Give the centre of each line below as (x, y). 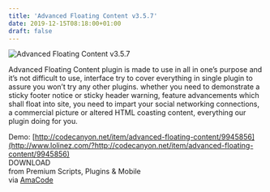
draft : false (30, 31)
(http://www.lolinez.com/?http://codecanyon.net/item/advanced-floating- (131, 146)
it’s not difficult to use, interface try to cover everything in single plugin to (131, 79)
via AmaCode (31, 180)
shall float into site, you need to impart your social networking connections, (134, 104)
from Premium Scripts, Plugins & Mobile (75, 172)
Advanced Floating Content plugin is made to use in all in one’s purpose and (135, 70)
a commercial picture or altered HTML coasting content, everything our (127, 113)
